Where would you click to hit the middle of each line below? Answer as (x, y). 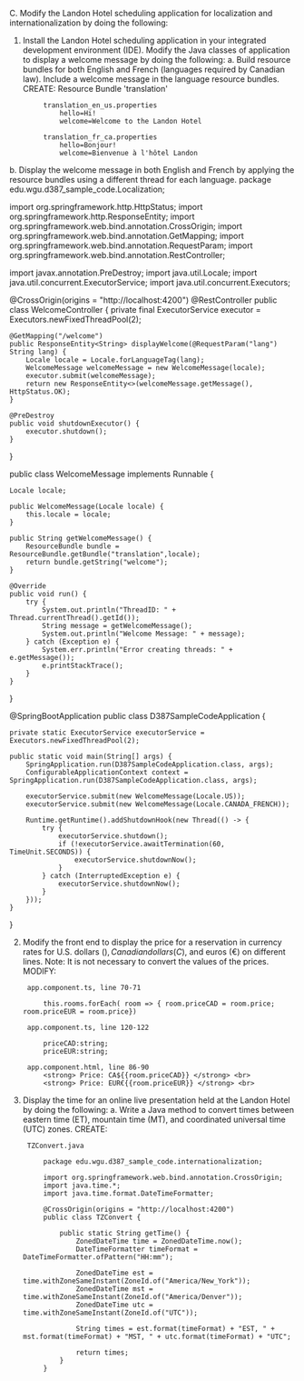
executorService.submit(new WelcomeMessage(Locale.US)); (136, 796)
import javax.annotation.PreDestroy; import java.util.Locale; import (133, 273)
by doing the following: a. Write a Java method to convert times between (158, 1110)
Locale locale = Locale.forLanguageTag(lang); (115, 360)
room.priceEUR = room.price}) (80, 1012)
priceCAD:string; (76, 1044)
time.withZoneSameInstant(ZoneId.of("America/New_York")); (137, 1281)
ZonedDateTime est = (114, 1273)
